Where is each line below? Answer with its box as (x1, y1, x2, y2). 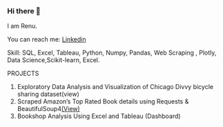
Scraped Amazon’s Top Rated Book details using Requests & (17, 97, 189, 106)
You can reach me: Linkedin (7, 35, 86, 43)
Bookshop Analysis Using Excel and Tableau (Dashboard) (17, 112, 181, 120)
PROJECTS (7, 69, 39, 78)
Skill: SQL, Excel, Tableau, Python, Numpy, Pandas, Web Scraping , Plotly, (7, 48, 217, 57)
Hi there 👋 (7, 6, 41, 16)
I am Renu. (7, 22, 38, 30)
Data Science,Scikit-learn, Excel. (7, 56, 100, 64)
